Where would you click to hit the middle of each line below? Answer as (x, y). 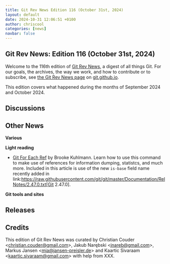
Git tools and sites (25, 194)
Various (14, 138)
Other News (25, 126)
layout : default (22, 15)
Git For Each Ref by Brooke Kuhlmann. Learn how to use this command (87, 157)
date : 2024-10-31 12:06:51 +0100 (41, 19)
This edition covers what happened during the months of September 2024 (83, 87)
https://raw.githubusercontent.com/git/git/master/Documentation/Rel (93, 179)
